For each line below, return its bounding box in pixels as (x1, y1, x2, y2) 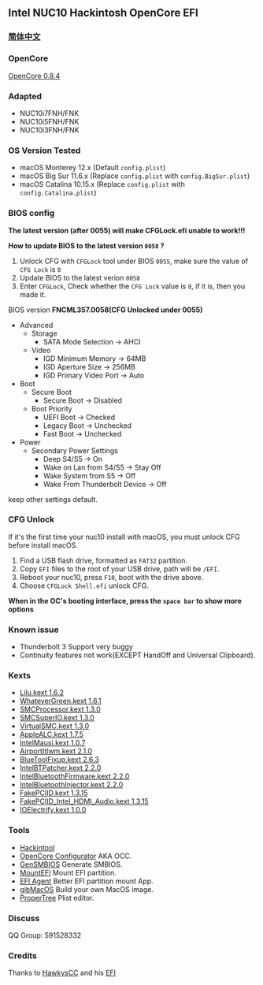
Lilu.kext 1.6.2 (19, 688, 65, 697)
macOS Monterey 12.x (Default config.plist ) (19, 163, 166, 173)
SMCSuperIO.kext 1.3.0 (19, 713, 94, 723)
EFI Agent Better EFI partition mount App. (19, 876, 154, 886)
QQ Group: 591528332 (8, 930, 82, 940)
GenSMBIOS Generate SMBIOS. (19, 859, 123, 869)
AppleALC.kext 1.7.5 (19, 730, 84, 739)
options (8, 604, 34, 614)
